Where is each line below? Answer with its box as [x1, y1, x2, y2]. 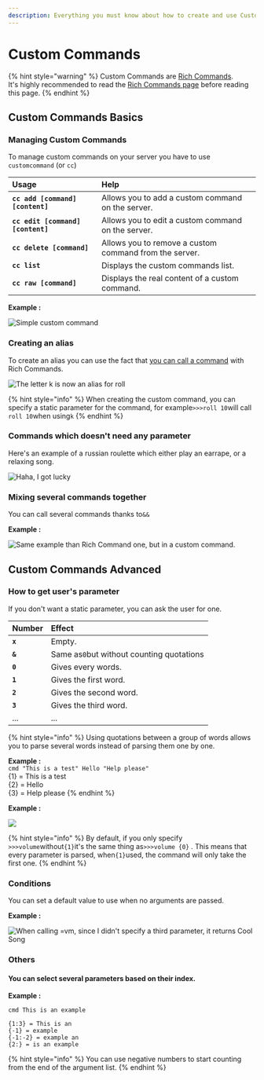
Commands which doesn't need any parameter [8, 430, 191, 441]
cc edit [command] [12, 217, 81, 226]
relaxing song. [8, 456, 54, 466]
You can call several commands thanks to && [8, 510, 150, 519]
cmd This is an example [8, 1006, 86, 1014]
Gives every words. [50, 661, 122, 672]
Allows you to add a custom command [101, 192, 243, 203]
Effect [50, 622, 75, 633]
